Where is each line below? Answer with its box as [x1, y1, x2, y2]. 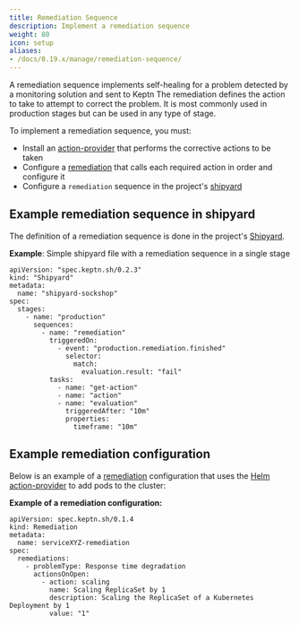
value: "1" [48, 609, 90, 618]
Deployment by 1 [9, 601, 70, 610]
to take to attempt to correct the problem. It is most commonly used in [9, 99, 268, 109]
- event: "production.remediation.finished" [56, 343, 226, 352]
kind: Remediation [9, 522, 78, 532]
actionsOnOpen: [32, 569, 90, 578]
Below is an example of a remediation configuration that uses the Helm [9, 470, 270, 481]
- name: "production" [25, 312, 106, 321]
